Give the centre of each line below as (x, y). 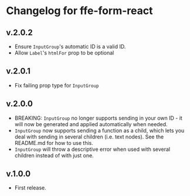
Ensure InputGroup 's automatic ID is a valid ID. (70, 46)
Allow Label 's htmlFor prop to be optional (64, 53)
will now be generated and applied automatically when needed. (91, 124)
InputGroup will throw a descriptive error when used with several (92, 149)
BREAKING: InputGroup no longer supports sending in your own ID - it (99, 118)
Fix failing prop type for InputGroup (57, 85)
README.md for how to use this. (54, 143)
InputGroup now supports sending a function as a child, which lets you (99, 130)
